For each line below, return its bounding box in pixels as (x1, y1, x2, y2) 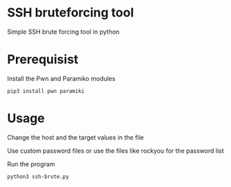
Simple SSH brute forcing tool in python (7, 27, 120, 36)
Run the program (7, 159, 55, 168)
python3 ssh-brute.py (7, 173, 70, 180)
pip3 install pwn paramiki (7, 87, 85, 94)
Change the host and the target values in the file (7, 133, 144, 142)
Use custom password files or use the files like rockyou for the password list (7, 146, 224, 155)
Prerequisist (7, 52, 79, 67)
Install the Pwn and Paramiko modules (7, 74, 116, 82)
